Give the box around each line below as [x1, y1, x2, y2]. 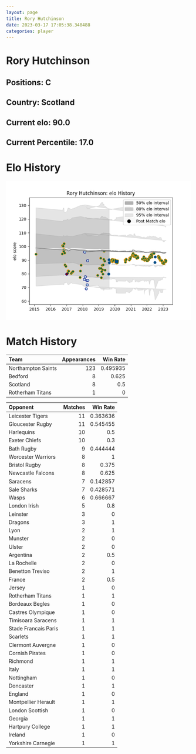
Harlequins [8, 429, 35, 436]
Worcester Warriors [8, 453, 56, 460]
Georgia [8, 715, 28, 722]
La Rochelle [8, 559, 37, 567]
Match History [6, 335, 77, 348]
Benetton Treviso [8, 568, 50, 575]
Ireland [8, 731, 26, 738]
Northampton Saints [8, 365, 58, 372]
